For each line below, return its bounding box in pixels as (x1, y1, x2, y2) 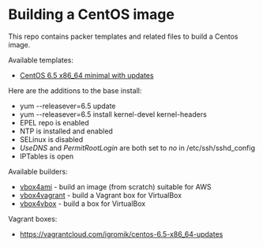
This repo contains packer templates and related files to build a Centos (8, 32, 239, 41)
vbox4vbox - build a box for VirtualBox (19, 199, 146, 208)
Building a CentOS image (8, 6, 175, 24)
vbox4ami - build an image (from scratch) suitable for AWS (19, 182, 212, 191)
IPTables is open (19, 152, 73, 161)
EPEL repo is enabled (19, 118, 89, 127)
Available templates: (8, 55, 73, 65)
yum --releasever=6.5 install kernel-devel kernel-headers (19, 109, 207, 119)
